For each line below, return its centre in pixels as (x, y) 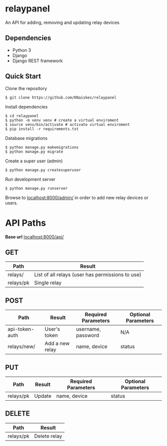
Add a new (57, 343)
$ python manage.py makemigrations (42, 147)
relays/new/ (22, 346)
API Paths (26, 223)
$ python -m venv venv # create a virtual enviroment (62, 120)
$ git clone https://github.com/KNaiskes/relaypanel (61, 98)
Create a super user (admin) (34, 161)
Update (43, 396)
